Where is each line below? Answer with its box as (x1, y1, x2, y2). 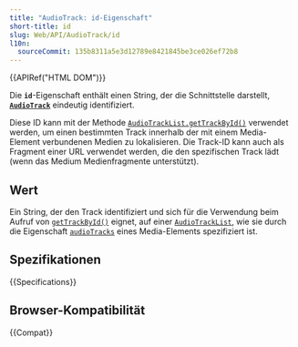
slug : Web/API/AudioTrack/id (9, 30, 120, 39)
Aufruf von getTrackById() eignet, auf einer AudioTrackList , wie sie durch (9, 216, 287, 227)
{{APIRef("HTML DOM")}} (9, 72, 107, 83)
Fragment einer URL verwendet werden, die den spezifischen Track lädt (9, 147, 280, 158)
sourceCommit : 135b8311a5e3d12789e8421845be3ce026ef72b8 (17, 47, 239, 56)
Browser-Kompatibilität (9, 302, 146, 319)
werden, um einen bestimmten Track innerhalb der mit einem (9, 127, 239, 138)
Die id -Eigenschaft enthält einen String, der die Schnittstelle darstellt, (9, 90, 271, 101)
